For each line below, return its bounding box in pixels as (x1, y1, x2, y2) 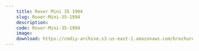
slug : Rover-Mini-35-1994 (16, 14, 81, 20)
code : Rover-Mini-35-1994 (16, 25, 81, 31)
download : (16, 36, 41, 42)
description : (16, 19, 49, 25)
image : (16, 30, 33, 36)
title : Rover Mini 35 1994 (16, 8, 83, 15)
